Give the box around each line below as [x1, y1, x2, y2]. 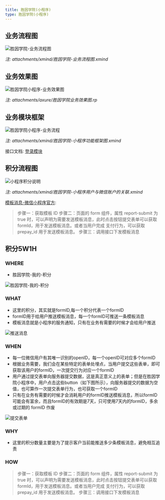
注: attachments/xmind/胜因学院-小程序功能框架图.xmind [5, 137, 121, 143]
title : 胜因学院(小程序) [5, 7, 51, 12]
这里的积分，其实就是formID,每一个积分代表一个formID [12, 307, 124, 313]
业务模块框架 [5, 113, 45, 121]
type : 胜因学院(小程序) [5, 12, 49, 17]
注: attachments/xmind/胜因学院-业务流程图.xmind [5, 56, 108, 62]
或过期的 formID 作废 [12, 404, 55, 410]
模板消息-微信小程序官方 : [5, 200, 56, 205]
